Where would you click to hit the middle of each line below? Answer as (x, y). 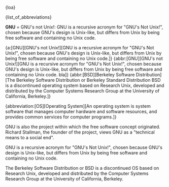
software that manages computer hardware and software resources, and (81, 112)
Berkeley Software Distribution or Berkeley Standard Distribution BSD (88, 80)
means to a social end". (30, 137)
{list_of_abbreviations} (28, 17)
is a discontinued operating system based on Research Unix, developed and (85, 85)
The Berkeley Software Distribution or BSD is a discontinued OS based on (82, 168)
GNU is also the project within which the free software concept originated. (83, 127)
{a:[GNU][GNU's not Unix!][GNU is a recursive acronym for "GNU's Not (80, 48)
